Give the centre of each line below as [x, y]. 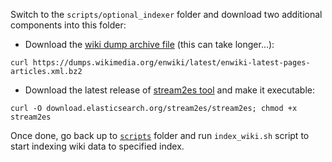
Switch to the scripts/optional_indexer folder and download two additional [166, 14]
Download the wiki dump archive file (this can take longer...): [149, 44]
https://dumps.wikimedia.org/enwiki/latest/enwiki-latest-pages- [171, 63]
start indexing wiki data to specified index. [97, 146]
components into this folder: [68, 25]
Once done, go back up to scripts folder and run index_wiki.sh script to [160, 135]
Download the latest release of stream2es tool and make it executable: [170, 90]
